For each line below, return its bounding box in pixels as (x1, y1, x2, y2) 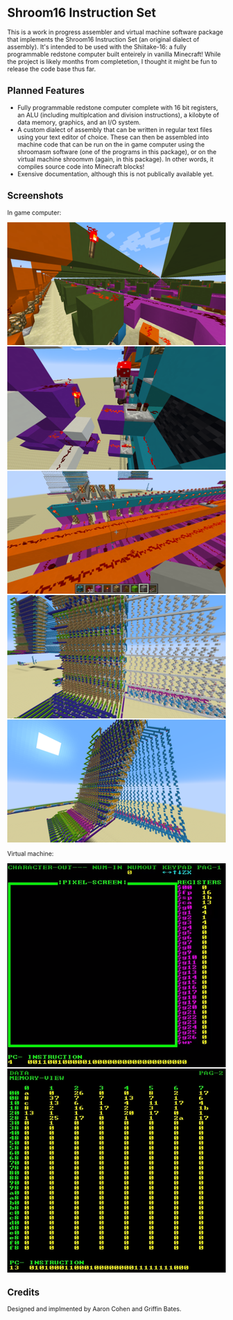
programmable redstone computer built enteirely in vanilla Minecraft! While (7, 50, 221, 58)
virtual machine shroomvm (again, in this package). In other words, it (17, 155, 214, 163)
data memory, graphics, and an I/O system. (17, 118, 141, 126)
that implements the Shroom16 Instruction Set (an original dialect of (7, 35, 200, 43)
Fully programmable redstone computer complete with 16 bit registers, (17, 103, 218, 112)
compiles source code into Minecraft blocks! (17, 162, 145, 171)
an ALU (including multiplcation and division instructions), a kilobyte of (17, 110, 220, 119)
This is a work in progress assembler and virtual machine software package (7, 28, 223, 36)
